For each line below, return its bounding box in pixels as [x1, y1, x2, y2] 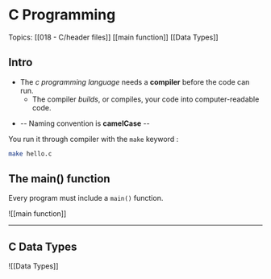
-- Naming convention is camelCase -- [19, 119, 151, 128]
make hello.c [8, 149, 52, 158]
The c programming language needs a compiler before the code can [19, 77, 250, 86]
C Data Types [8, 239, 77, 253]
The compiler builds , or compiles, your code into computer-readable [31, 94, 260, 104]
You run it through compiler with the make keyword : [8, 134, 179, 144]
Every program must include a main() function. [8, 194, 164, 203]
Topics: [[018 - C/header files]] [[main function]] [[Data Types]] [8, 32, 219, 42]
